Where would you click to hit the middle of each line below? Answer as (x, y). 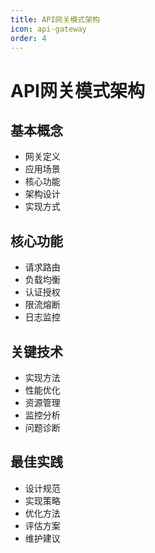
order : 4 (28, 38)
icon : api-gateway (48, 29)
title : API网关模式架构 (55, 19)
